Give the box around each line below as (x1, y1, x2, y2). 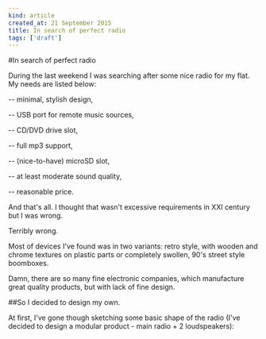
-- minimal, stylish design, (8, 94, 94, 104)
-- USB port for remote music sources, (8, 110, 135, 120)
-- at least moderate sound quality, (8, 171, 122, 181)
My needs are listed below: (8, 79, 97, 89)
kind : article (8, 11, 56, 20)
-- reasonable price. (8, 187, 74, 197)
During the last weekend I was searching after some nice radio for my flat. (8, 71, 250, 80)
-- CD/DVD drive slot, (8, 125, 78, 135)
